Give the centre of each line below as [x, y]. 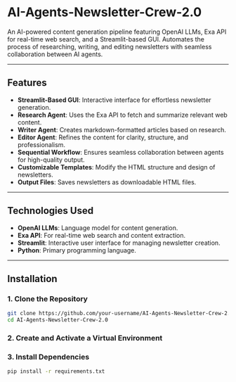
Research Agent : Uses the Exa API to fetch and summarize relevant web [123, 115]
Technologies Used [50, 211]
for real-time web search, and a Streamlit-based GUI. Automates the [106, 39]
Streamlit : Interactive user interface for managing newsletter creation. [119, 243]
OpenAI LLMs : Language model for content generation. [98, 228]
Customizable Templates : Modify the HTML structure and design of [116, 167]
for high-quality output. [51, 160]
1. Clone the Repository [47, 298]
